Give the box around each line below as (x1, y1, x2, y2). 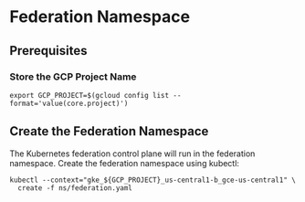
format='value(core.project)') (9, 99, 129, 108)
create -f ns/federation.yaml (17, 183, 132, 193)
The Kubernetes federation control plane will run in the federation (9, 148, 256, 159)
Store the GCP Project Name (9, 70, 137, 83)
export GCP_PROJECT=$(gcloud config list (9, 90, 170, 100)
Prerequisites (9, 43, 88, 58)
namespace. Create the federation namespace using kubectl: (9, 157, 240, 168)
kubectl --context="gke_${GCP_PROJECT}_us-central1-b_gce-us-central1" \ (9, 175, 297, 185)
